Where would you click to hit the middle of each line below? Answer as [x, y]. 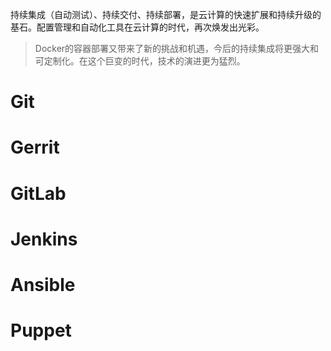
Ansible [43, 284]
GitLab [38, 193]
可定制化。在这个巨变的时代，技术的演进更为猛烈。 [140, 61]
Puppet [41, 330]
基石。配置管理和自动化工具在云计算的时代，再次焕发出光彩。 [137, 27]
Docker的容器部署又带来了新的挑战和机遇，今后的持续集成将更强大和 [177, 48]
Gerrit [35, 147]
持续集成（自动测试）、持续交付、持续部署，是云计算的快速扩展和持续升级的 [166, 14]
